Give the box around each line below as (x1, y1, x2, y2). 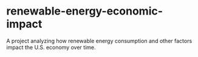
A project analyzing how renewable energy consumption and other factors (6, 37, 193, 44)
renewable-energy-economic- (6, 4, 163, 18)
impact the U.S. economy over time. (6, 44, 96, 51)
